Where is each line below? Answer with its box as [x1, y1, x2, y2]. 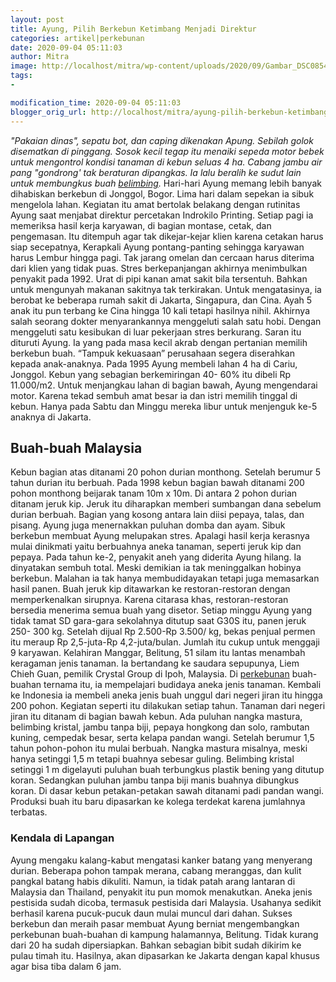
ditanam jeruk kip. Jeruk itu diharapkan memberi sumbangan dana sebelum [10, 498, 322, 510]
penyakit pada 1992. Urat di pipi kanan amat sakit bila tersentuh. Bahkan [10, 272, 308, 285]
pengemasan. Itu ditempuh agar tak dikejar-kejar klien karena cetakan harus [10, 230, 324, 242]
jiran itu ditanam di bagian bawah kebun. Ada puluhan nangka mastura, [10, 711, 303, 723]
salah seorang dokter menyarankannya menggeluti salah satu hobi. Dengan [10, 315, 322, 327]
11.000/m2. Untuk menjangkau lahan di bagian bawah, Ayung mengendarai [10, 379, 318, 391]
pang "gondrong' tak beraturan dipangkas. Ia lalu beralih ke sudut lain [10, 166, 302, 178]
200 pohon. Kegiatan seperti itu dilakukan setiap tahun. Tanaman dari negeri [10, 700, 326, 712]
